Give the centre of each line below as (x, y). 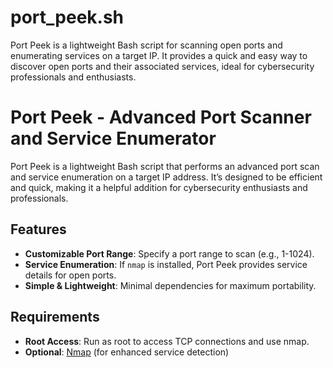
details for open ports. (70, 275)
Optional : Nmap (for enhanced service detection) (127, 352)
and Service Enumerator (113, 138)
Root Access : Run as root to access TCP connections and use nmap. (167, 341)
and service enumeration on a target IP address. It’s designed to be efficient (166, 177)
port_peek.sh (67, 17)
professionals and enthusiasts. (73, 77)
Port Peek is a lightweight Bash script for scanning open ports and (146, 45)
